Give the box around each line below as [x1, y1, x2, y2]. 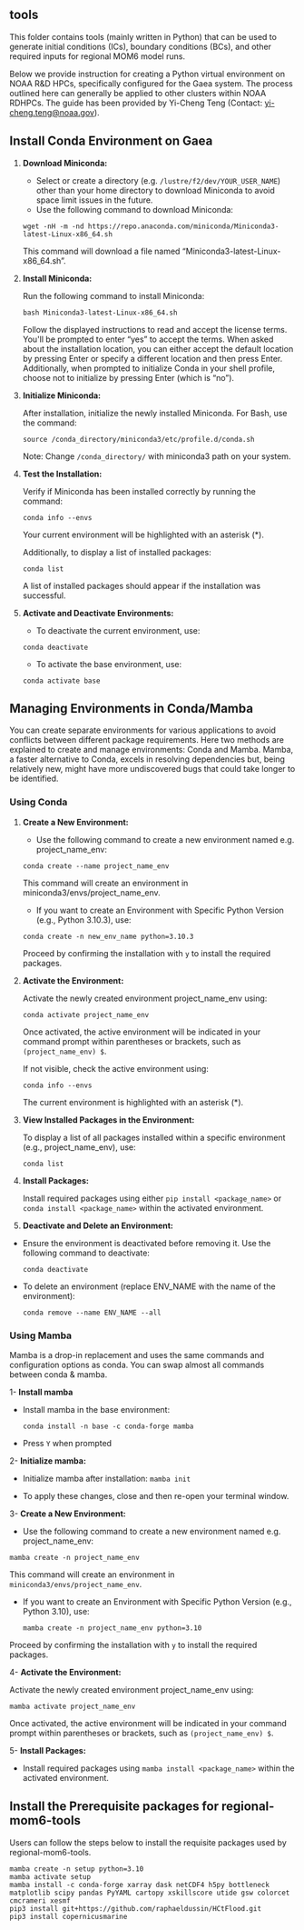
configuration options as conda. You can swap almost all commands [9, 1359, 265, 1371]
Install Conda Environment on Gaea [9, 134, 213, 149]
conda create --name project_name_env [22, 861, 170, 871]
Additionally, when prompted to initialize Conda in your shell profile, [22, 363, 275, 374]
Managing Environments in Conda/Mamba [9, 701, 254, 716]
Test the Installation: [22, 468, 103, 479]
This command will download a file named [22, 245, 181, 256]
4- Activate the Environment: [9, 1667, 122, 1678]
